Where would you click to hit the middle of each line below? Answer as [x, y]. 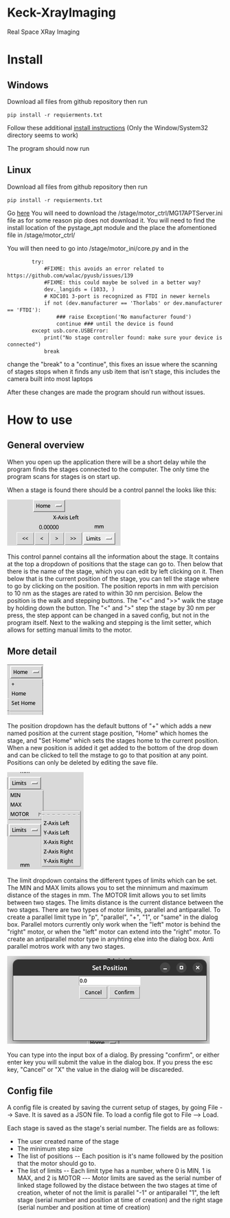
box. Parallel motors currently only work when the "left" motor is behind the [114, 924]
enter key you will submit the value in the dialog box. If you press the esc [110, 1062]
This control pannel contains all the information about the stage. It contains [113, 557]
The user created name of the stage [68, 1142]
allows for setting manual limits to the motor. [70, 630]
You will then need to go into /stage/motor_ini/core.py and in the [98, 248]
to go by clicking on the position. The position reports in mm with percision [113, 586]
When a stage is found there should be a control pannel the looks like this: [112, 490]
